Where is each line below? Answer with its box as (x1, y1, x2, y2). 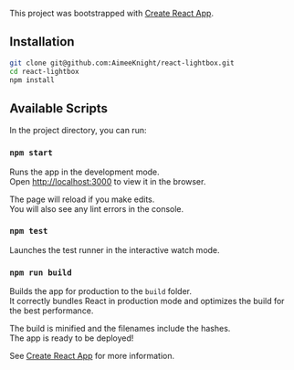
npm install (9, 75, 55, 85)
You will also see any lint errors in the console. (9, 203, 184, 214)
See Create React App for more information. (9, 351, 175, 362)
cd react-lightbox (9, 67, 79, 76)
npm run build (9, 267, 72, 278)
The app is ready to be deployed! (9, 333, 134, 344)
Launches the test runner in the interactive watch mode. (9, 244, 221, 255)
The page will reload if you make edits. (9, 194, 155, 205)
